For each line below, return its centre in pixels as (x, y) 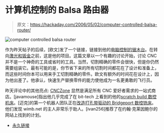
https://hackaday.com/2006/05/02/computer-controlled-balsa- (94, 24)
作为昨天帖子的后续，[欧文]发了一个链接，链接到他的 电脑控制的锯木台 (75, 49)
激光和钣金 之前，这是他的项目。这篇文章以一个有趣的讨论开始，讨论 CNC (83, 55)
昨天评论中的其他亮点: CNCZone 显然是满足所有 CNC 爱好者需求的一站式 (78, 90)
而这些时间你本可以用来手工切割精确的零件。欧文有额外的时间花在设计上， (80, 74)
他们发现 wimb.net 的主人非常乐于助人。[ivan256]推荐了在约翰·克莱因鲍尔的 (81, 109)
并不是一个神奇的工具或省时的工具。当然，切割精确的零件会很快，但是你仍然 (82, 62)
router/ (24, 30)
